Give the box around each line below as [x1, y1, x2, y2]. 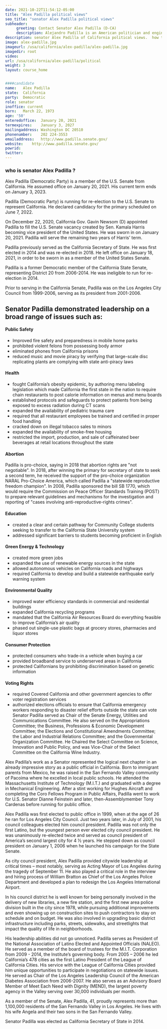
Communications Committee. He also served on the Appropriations [12, 718, 150, 724]
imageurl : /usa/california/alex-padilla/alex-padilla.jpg [5, 44, 128, 49]
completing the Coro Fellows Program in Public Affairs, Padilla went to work [5, 791, 160, 797]
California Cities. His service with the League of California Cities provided [5, 962, 156, 968]
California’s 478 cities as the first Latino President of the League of [5, 957, 142, 963]
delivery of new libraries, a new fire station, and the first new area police [5, 899, 153, 905]
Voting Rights [5, 680, 34, 686]
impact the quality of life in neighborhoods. [5, 926, 93, 932]
